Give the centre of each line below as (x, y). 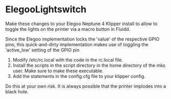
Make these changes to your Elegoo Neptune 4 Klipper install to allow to (81, 24)
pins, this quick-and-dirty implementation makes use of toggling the (77, 44)
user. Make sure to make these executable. (58, 71)
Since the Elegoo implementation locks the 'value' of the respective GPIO (82, 39)
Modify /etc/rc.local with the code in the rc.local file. (68, 60)
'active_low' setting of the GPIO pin (42, 50)
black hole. (17, 91)
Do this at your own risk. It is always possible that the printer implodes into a (86, 86)
